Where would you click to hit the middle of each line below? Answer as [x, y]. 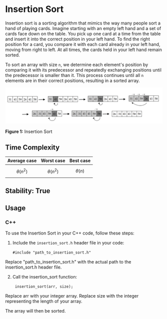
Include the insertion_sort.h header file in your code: [68, 242]
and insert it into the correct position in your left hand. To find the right [77, 39]
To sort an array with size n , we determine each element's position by [77, 64]
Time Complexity [32, 147]
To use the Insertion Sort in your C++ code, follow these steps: [70, 233]
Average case [22, 160]
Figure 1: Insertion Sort [29, 131]
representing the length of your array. [44, 301]
